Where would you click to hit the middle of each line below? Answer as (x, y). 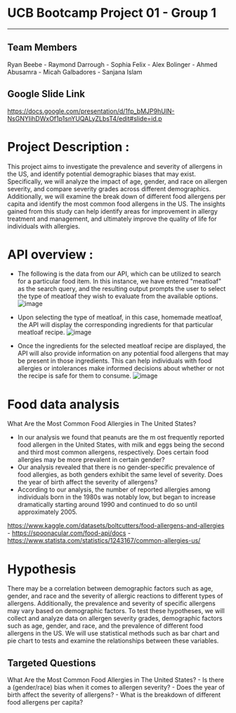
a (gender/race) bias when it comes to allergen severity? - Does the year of (116, 688)
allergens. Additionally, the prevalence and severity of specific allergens (111, 603)
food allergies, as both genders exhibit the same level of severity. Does (120, 475)
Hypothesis (42, 569)
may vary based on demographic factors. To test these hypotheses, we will (116, 611)
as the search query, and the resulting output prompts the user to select (122, 289)
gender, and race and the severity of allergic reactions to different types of (115, 596)
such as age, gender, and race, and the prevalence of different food (105, 626)
